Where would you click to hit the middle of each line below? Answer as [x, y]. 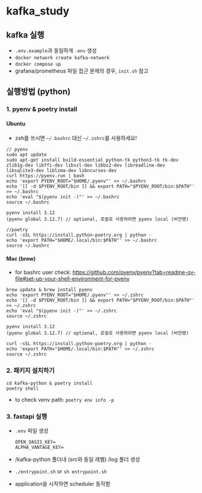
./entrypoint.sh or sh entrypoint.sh [61, 471]
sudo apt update [26, 154]
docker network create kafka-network [62, 58]
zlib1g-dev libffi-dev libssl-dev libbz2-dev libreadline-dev [86, 165]
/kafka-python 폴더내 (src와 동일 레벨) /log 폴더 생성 [77, 459]
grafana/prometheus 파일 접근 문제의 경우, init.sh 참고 [82, 71]
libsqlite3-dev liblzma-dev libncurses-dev [62, 170]
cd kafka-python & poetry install [50, 383]
